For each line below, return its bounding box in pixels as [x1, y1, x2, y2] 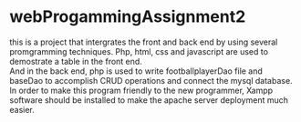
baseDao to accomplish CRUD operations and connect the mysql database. [9, 75, 294, 86]
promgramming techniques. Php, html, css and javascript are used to [9, 46, 269, 56]
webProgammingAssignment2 [9, 6, 246, 27]
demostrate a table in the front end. [9, 56, 143, 66]
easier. [9, 104, 35, 115]
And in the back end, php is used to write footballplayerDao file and [9, 66, 263, 76]
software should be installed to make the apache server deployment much [9, 94, 289, 106]
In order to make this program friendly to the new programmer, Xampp [9, 85, 274, 96]
